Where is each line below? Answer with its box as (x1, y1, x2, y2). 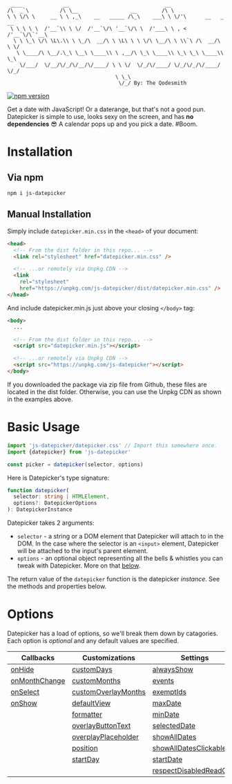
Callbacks (21, 653, 55, 662)
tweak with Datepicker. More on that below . (17, 561, 141, 570)
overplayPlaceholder (71, 731, 139, 741)
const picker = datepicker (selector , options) (7, 461, 144, 468)
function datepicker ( (7, 487, 70, 494)
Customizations (81, 653, 136, 662)
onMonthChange (10, 675, 66, 685)
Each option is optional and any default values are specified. (7, 636, 180, 644)
